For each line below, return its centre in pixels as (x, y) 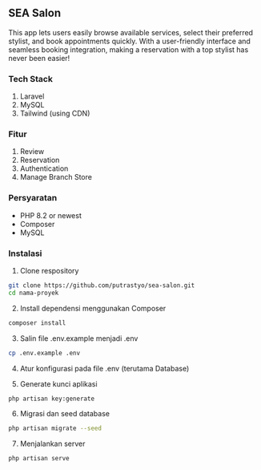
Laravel (32, 96)
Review (32, 152)
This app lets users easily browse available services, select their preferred (131, 32)
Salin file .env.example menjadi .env (79, 338)
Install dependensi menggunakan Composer (93, 308)
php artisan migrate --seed (55, 428)
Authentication (44, 168)
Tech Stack (31, 79)
